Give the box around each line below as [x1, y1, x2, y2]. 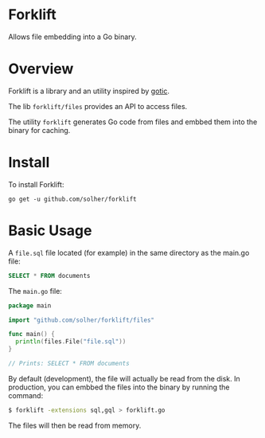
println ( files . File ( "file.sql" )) [15, 338, 127, 346]
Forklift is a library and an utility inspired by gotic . [8, 86, 170, 96]
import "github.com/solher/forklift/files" [8, 316, 155, 324]
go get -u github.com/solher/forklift [8, 195, 137, 203]
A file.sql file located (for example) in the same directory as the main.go [8, 248, 250, 257]
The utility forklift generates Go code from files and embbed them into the [8, 117, 258, 127]
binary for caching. [8, 125, 71, 135]
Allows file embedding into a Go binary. [8, 32, 137, 41]
